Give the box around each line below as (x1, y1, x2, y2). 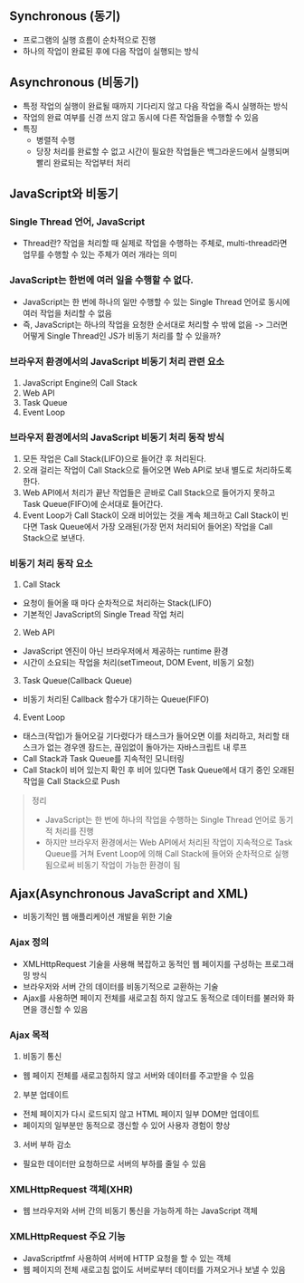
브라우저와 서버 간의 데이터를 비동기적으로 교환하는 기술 (22, 981, 219, 991)
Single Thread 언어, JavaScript (9, 215, 146, 228)
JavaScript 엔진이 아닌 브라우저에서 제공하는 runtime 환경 (22, 646, 229, 656)
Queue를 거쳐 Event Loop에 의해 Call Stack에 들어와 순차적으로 (44, 847, 273, 858)
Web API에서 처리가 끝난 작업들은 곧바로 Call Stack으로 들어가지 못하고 (22, 487, 276, 498)
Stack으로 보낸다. (22, 532, 86, 543)
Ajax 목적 (9, 1029, 50, 1041)
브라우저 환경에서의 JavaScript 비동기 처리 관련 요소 (9, 355, 224, 368)
